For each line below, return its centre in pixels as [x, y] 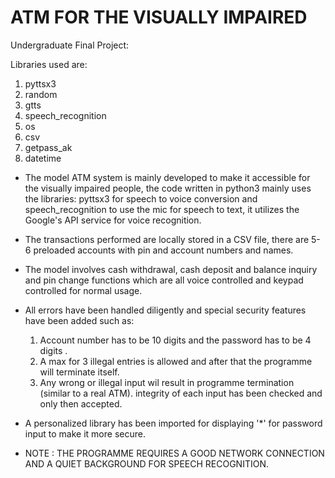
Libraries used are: [49, 64]
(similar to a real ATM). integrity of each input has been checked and [181, 393]
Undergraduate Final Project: [70, 45]
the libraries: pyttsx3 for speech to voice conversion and [141, 198]
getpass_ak [48, 147]
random [41, 94]
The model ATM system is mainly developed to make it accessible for [167, 177]
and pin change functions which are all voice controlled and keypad [164, 280]
